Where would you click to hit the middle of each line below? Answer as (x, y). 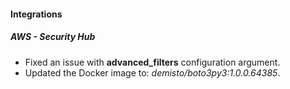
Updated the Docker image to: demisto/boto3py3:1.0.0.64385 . (152, 72)
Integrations (36, 14)
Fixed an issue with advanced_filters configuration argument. (152, 62)
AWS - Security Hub (53, 37)
